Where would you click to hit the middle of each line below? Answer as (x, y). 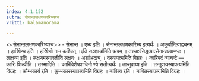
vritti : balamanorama (33, 22)
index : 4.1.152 (25, 12)
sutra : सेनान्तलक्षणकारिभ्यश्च (33, 17)
